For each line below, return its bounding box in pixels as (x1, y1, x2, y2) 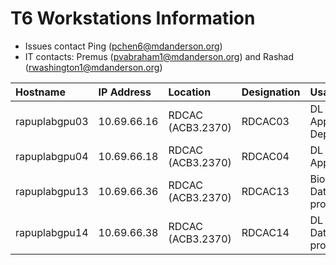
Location (168, 85, 212, 99)
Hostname (15, 85, 66, 99)
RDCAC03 (241, 114, 290, 128)
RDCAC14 (241, 225, 290, 239)
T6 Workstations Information (10, 7, 256, 30)
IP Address (98, 85, 152, 99)
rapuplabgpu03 (15, 114, 89, 128)
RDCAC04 (241, 149, 290, 163)
